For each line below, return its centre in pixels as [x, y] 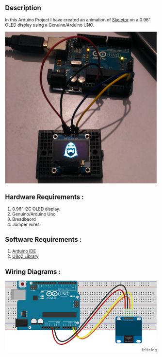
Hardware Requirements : [44, 197]
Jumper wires [26, 224]
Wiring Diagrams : [33, 272]
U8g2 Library [25, 256]
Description [23, 8]
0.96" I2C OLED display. [36, 209]
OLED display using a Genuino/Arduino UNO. [50, 25]
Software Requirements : [43, 240]
